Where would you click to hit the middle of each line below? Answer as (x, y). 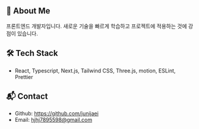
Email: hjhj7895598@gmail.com (53, 120)
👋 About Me (28, 11)
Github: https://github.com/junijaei (57, 114)
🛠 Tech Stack (32, 53)
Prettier (24, 77)
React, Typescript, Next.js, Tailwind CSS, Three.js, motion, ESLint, (95, 70)
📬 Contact (27, 97)
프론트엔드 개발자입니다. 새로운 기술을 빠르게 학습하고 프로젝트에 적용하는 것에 (97, 26)
